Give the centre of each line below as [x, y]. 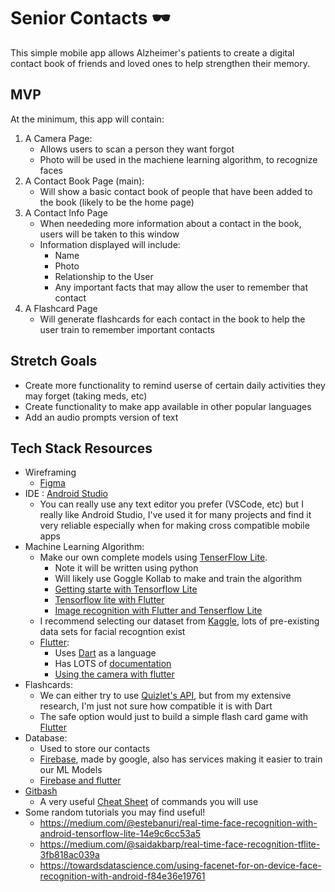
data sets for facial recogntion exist [112, 632]
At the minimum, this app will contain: [87, 119]
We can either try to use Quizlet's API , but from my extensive [165, 696]
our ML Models [71, 770]
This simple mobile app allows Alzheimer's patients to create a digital [152, 52]
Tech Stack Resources [81, 448]
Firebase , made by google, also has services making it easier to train [181, 759]
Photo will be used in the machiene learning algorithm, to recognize [178, 159]
